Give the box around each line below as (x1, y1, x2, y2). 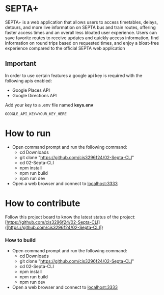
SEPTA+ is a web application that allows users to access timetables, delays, (5, 19, 158, 25)
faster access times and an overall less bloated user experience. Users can (5, 29, 157, 35)
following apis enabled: (5, 78, 52, 83)
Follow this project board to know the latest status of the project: (5, 214, 136, 220)
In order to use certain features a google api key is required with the (5, 72, 142, 79)
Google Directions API (12, 92, 57, 98)
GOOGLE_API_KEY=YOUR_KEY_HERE (5, 111, 67, 116)
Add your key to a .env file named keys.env (5, 102, 94, 108)
